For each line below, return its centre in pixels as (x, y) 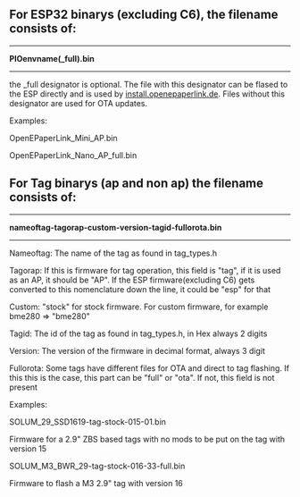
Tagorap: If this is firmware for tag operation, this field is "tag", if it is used (145, 270)
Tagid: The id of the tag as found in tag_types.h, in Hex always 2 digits (138, 333)
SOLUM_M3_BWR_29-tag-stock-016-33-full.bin (97, 466)
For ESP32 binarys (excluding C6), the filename (144, 15)
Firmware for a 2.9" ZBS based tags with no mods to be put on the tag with (147, 439)
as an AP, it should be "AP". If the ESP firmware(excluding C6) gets (132, 280)
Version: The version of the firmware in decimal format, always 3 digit (137, 350)
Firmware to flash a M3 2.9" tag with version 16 (96, 483)
